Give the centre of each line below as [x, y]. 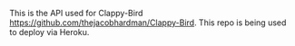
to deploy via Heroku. [49, 32]
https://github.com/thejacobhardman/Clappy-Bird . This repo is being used [148, 23]
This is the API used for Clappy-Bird [76, 13]
